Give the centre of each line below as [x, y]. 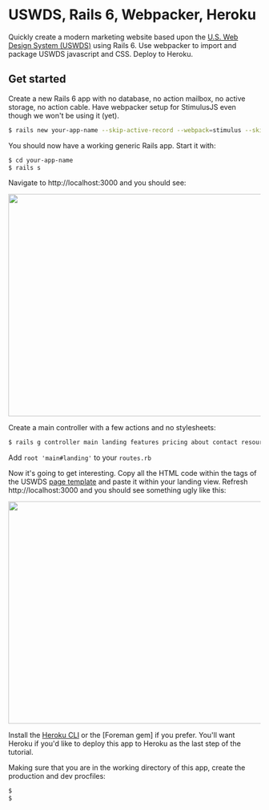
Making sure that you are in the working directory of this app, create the [127, 768]
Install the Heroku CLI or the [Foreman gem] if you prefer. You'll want [122, 735]
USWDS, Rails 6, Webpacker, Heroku [132, 15]
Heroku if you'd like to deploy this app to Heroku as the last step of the [125, 744]
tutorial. [21, 752]
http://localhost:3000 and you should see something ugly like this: [117, 490]
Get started [37, 79]
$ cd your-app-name [41, 160]
